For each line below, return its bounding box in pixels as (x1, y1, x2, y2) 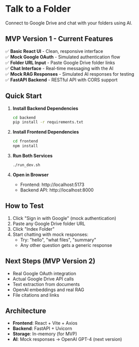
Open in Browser (12, 171, 49, 178)
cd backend (12, 115, 36, 120)
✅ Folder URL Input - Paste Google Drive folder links (5, 59, 115, 66)
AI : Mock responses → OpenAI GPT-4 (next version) (12, 336, 122, 342)
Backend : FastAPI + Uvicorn (12, 326, 73, 332)
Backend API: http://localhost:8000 (20, 186, 94, 193)
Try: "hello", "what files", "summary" (20, 237, 96, 243)
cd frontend (12, 139, 38, 144)
